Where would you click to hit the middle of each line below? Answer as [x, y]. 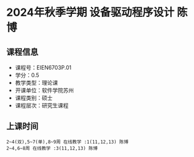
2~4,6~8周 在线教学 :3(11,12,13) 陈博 [52, 148]
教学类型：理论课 [36, 83]
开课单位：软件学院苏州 [44, 90]
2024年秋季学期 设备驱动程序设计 [90, 12]
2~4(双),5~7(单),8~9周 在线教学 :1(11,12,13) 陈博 [67, 142]
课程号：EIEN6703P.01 [43, 68]
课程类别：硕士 [34, 98]
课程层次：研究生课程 [42, 105]
